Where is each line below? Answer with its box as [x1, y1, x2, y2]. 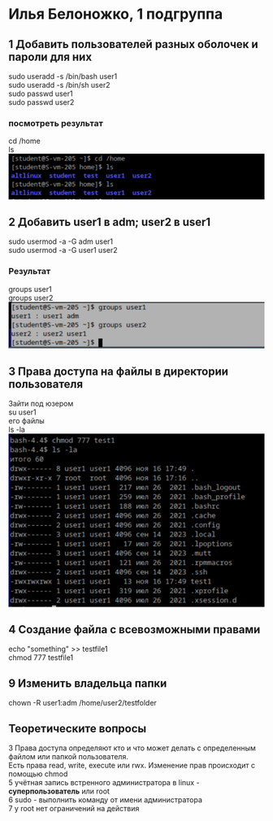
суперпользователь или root [8, 786, 110, 797]
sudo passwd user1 [8, 89, 73, 98]
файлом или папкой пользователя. [8, 752, 128, 762]
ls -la [8, 424, 26, 435]
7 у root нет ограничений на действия [8, 804, 140, 814]
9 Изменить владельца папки [8, 676, 167, 690]
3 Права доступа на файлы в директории [8, 364, 229, 378]
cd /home [8, 136, 41, 146]
